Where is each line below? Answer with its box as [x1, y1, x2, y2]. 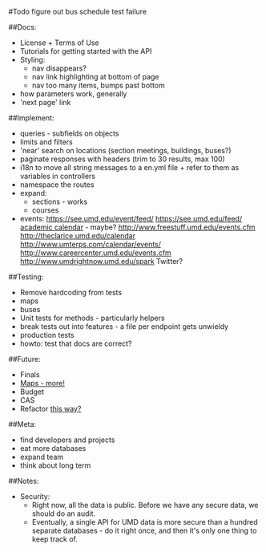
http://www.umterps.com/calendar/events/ [19, 240, 162, 249]
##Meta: [8, 420, 37, 428]
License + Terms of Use [19, 38, 99, 47]
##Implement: [8, 113, 54, 123]
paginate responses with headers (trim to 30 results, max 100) [19, 154, 226, 164]
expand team [19, 453, 64, 461]
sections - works [31, 197, 88, 206]
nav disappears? [31, 63, 87, 73]
